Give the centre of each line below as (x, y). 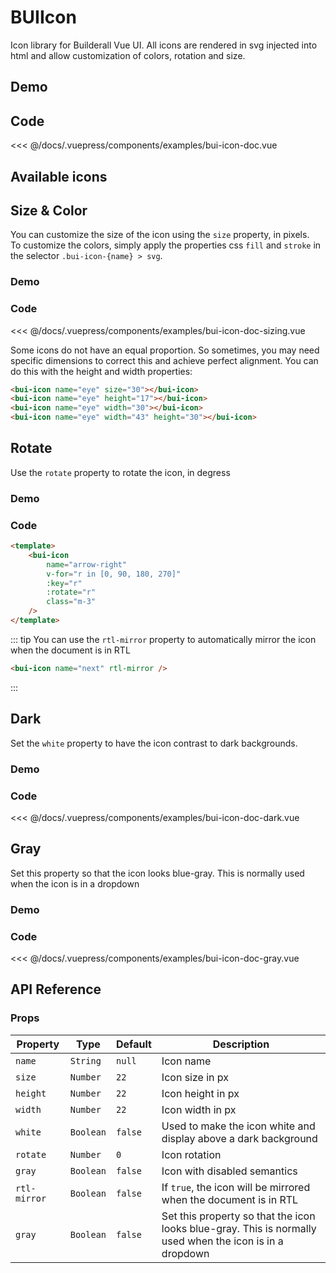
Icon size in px (195, 1077)
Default (134, 1044)
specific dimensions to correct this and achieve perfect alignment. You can (164, 360)
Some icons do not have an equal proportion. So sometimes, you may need (165, 350)
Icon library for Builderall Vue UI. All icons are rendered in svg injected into (164, 45)
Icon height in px (200, 1093)
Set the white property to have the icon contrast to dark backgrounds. (154, 743)
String (85, 1060)
